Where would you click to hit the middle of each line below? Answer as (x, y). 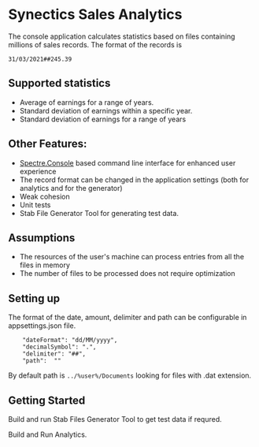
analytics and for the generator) (71, 188)
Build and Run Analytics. (48, 434)
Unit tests (35, 205)
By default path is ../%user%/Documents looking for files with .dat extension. (130, 375)
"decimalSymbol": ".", (59, 347)
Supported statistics (59, 83)
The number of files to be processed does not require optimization (128, 274)
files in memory (45, 265)
